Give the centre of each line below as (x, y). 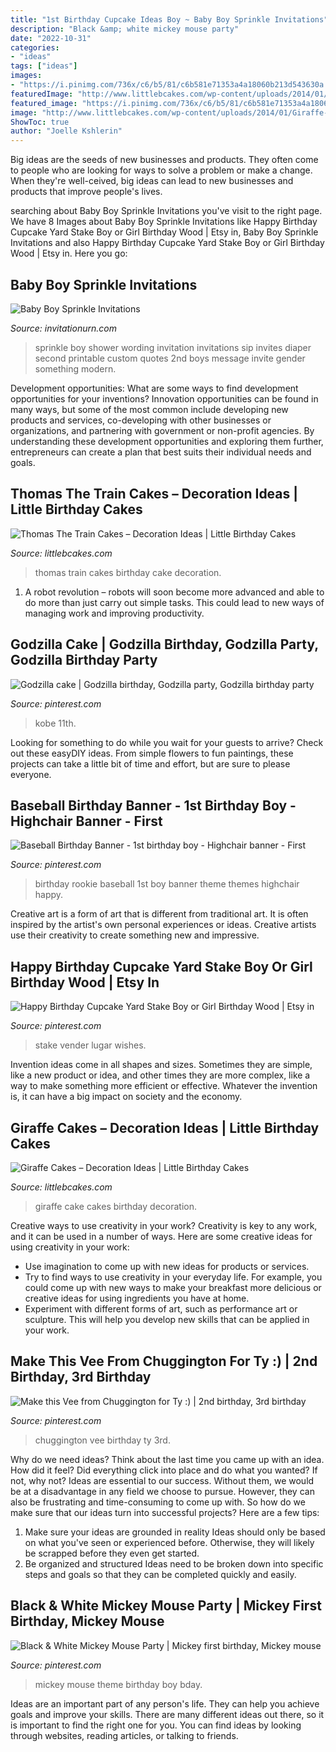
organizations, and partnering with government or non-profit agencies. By (162, 430)
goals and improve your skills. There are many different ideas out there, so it (167, 1714)
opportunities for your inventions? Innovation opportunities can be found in (164, 398)
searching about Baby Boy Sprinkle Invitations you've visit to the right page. (166, 211)
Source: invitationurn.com (63, 328)
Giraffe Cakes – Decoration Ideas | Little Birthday (165, 1127)
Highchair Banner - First (86, 821)
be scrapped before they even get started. (112, 1553)
